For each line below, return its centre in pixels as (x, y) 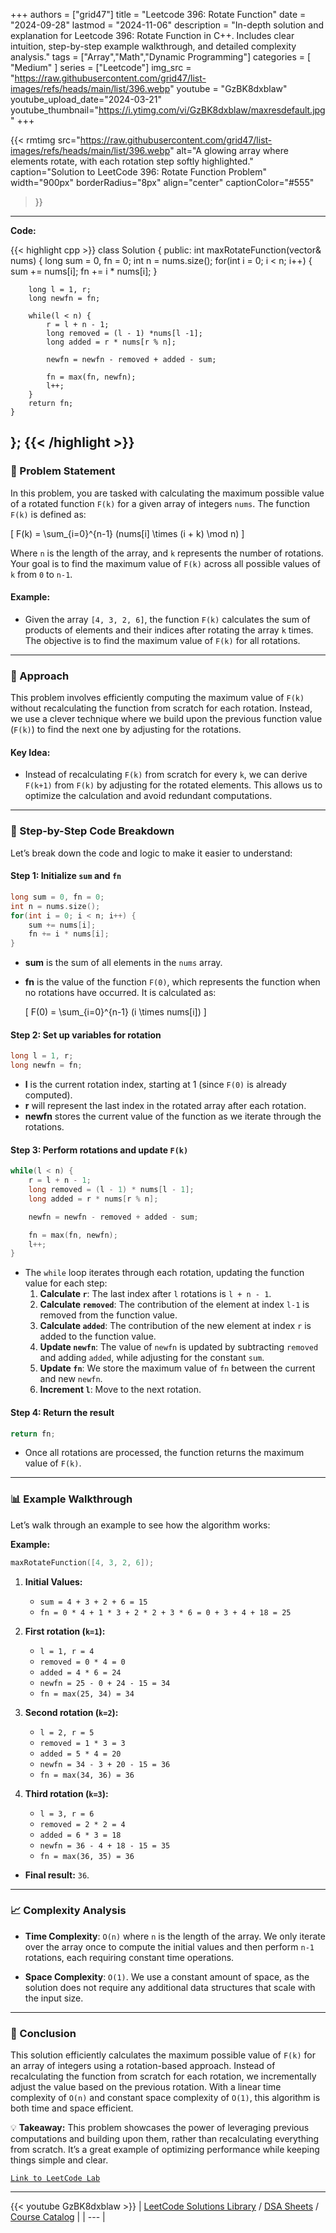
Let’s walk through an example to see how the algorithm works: (140, 1525)
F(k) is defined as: (48, 514)
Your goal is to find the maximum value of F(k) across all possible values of (166, 563)
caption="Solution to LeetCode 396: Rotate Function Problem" (138, 172)
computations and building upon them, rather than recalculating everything (165, 2139)
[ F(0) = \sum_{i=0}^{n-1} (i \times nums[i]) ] (115, 1012)
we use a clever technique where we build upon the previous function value (166, 719)
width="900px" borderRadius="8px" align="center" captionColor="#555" (162, 182)
